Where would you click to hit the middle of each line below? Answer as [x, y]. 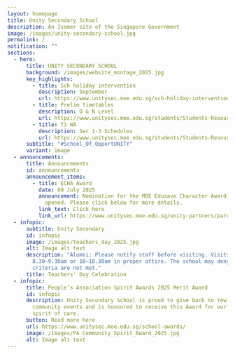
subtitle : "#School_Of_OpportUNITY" [79, 144]
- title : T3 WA [55, 124]
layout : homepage [33, 14]
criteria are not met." [67, 268]
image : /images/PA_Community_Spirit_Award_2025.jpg [102, 333]
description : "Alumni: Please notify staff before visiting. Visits [128, 255]
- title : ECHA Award [62, 183]
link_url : [53, 216]
